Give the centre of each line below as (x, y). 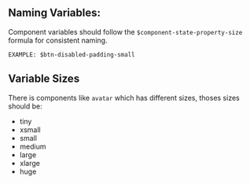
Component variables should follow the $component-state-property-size (125, 31)
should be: (26, 106)
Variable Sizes (44, 79)
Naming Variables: (54, 13)
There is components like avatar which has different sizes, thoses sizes (124, 98)
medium (33, 146)
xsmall (30, 130)
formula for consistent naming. (58, 40)
